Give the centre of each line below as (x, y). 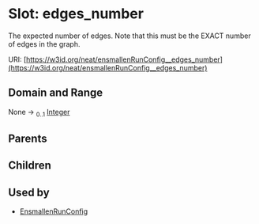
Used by (29, 192)
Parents (28, 138)
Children (30, 166)
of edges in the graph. (44, 44)
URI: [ (17, 59)
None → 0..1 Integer (39, 113)
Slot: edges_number (76, 14)
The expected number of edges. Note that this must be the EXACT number (129, 36)
